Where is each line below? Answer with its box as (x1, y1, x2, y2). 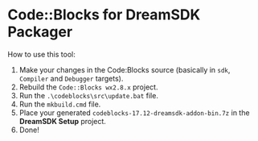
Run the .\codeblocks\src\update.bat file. (18, 90, 158, 100)
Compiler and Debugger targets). (18, 73, 124, 83)
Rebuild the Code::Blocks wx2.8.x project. (18, 82, 158, 92)
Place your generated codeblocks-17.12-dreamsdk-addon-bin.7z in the (18, 107, 250, 118)
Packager (7, 23, 73, 41)
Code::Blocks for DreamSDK (7, 6, 201, 24)
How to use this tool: (7, 49, 76, 59)
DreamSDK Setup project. (18, 116, 106, 126)
